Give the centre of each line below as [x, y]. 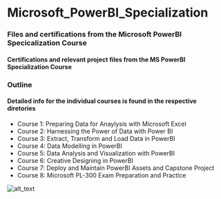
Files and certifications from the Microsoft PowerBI [94, 35]
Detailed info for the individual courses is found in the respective [102, 101]
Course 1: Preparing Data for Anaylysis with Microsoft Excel [102, 124]
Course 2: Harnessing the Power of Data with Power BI [95, 131]
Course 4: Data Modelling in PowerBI [70, 146]
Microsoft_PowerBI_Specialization [108, 13]
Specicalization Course [47, 43]
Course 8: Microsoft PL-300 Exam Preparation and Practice [102, 175]
